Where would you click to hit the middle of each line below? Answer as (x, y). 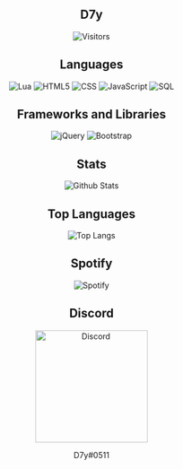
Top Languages (91, 214)
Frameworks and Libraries (91, 114)
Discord (91, 313)
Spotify (91, 264)
